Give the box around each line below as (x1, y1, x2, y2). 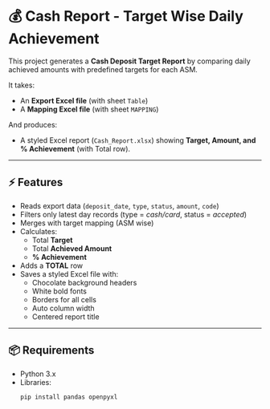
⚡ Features (8, 176, 63, 189)
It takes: (8, 80, 35, 90)
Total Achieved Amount (31, 243, 112, 253)
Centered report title (31, 311, 100, 322)
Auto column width (31, 303, 95, 313)
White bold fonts (31, 286, 87, 296)
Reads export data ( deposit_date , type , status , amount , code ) (19, 200, 219, 210)
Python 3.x (19, 369, 56, 379)
